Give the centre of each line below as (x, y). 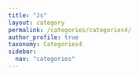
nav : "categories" (46, 59)
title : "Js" (27, 15)
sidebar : (22, 52)
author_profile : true (44, 37)
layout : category (37, 23)
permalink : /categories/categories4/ (70, 30)
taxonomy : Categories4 (45, 45)
